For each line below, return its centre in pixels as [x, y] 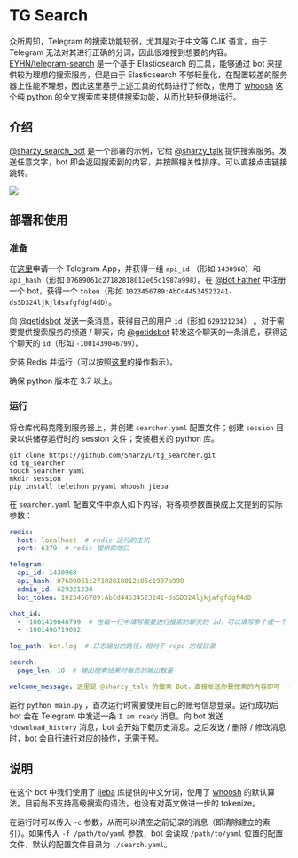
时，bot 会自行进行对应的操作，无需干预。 [86, 738]
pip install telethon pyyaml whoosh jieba [89, 486]
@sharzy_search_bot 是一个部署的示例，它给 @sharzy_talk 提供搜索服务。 [145, 150]
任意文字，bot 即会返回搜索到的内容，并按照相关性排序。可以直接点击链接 [152, 162]
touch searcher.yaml [47, 471]
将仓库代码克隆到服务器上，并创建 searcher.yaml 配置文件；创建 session [142, 427]
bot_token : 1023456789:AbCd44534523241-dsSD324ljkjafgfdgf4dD [134, 597]
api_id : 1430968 [47, 573]
